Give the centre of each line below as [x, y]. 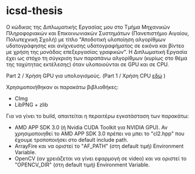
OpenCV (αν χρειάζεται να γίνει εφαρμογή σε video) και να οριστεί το [100, 158]
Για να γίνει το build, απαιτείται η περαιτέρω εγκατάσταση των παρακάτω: [97, 116]
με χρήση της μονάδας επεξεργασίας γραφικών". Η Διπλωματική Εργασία [97, 52]
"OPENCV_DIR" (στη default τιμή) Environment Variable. [82, 165]
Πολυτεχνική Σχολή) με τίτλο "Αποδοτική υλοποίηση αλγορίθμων [86, 39]
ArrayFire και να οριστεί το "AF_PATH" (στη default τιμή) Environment [99, 146]
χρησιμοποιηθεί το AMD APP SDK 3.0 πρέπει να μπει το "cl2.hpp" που [100, 134]
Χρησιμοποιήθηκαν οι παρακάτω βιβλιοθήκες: [62, 87]
